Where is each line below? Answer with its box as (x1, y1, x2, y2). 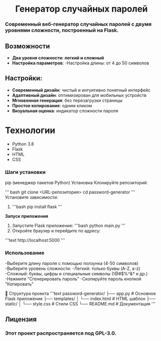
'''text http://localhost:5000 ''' (5, 237, 65, 243)
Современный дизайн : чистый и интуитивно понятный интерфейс (12, 87, 151, 93)
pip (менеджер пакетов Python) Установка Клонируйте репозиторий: (5, 179, 148, 186)
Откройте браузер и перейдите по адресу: (12, 227, 101, 233)
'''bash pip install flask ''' (12, 204, 62, 209)
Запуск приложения (5, 213, 48, 219)
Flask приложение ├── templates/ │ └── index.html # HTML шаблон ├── (5, 296, 156, 302)
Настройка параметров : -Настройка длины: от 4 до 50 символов (12, 60, 149, 66)
